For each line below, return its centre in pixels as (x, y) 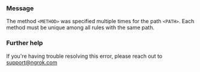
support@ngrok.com (32, 62)
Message (20, 8)
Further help (25, 43)
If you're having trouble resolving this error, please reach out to (84, 56)
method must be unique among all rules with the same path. (80, 27)
